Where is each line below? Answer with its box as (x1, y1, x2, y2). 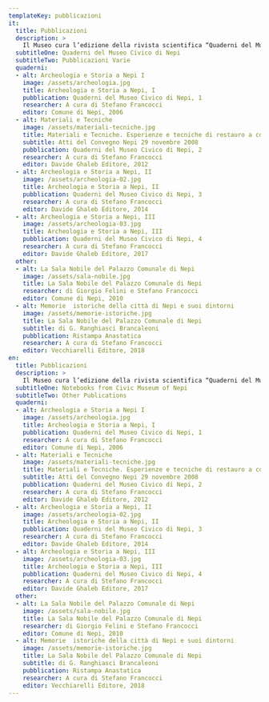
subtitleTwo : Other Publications (15, 391, 127, 399)
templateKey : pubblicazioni (8, 11, 102, 20)
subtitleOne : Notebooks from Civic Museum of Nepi (15, 383, 188, 392)
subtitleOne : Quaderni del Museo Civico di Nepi (15, 49, 181, 57)
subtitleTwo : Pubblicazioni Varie (15, 57, 130, 65)
